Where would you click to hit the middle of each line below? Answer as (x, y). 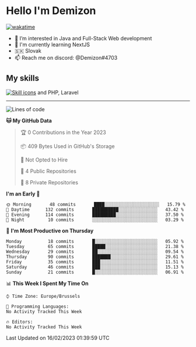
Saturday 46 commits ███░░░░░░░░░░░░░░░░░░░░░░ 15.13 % (95, 267)
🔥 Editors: (20, 322)
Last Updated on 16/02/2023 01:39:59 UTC (58, 338)
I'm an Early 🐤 (23, 194)
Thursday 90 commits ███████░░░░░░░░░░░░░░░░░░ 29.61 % (95, 257)
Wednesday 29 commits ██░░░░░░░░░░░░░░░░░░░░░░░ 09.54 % (95, 252)
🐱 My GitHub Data (29, 121)
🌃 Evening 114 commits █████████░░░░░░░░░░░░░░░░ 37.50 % (95, 215)
